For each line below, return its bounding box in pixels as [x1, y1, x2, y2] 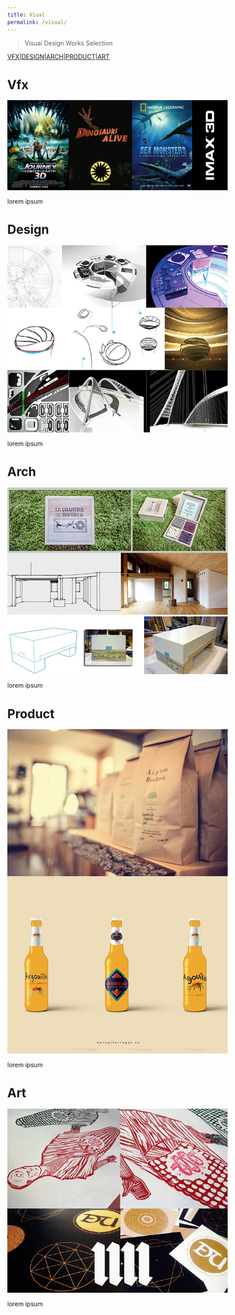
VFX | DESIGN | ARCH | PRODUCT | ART [7, 52, 110, 61]
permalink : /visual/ [7, 18, 68, 26]
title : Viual [7, 11, 45, 18]
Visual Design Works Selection [24, 38, 113, 47]
